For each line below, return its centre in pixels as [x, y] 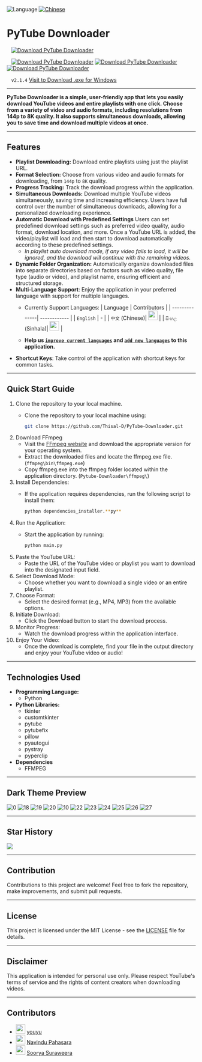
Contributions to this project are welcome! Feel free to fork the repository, [98, 885]
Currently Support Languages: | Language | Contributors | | [98, 307]
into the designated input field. [62, 570]
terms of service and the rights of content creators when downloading [94, 982]
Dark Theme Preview [46, 793]
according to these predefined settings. [64, 245]
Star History [30, 832]
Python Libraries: [37, 704]
